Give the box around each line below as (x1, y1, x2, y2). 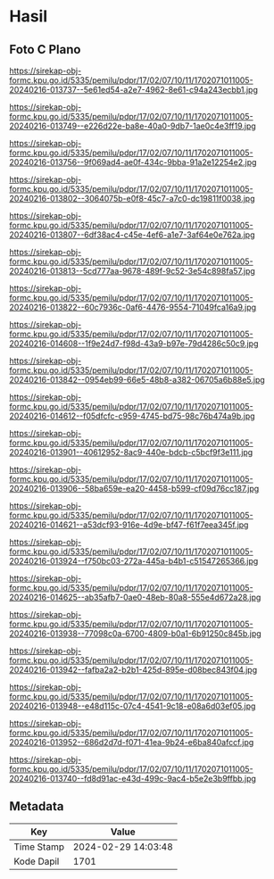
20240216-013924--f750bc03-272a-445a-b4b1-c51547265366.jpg (9, 556, 259, 566)
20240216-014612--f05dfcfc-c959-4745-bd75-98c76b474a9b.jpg (9, 410, 256, 421)
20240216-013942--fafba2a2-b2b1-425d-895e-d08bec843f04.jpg (9, 665, 258, 675)
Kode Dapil (13, 855, 60, 867)
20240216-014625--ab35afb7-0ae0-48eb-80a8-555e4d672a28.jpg (9, 592, 262, 602)
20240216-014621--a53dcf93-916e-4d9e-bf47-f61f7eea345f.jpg (9, 519, 249, 530)
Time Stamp (13, 841, 65, 853)
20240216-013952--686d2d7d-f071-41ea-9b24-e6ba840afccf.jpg (9, 737, 254, 747)
